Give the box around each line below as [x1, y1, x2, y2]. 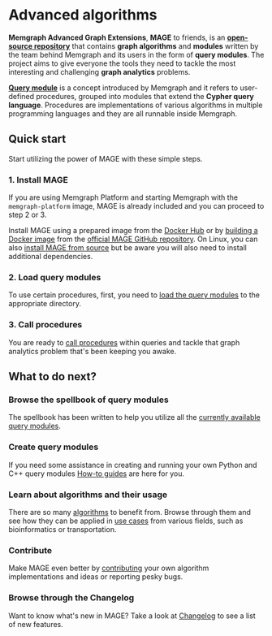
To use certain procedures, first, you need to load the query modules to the [8, 290, 260, 300]
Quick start [8, 132, 67, 146]
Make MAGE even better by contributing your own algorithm [8, 563, 209, 573]
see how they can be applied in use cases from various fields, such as [8, 516, 244, 526]
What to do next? [8, 370, 97, 383]
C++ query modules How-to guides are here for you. [8, 469, 185, 478]
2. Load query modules [8, 271, 101, 283]
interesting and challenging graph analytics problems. [8, 67, 191, 76]
